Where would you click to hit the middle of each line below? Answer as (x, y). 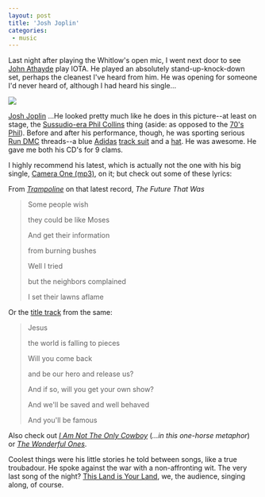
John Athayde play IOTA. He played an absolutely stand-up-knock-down (127, 69)
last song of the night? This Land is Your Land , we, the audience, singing (127, 476)
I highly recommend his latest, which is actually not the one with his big (125, 165)
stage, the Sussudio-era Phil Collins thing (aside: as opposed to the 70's (126, 125)
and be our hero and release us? (81, 374)
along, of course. (36, 485)
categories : (28, 30)
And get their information (69, 235)
